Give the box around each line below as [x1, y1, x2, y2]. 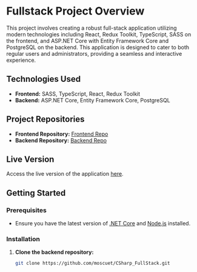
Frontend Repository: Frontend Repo [15, 130, 109, 138]
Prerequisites [6, 206, 47, 214]
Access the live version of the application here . [6, 170, 124, 177]
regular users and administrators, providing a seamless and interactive [6, 50, 182, 57]
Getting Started [6, 188, 66, 198]
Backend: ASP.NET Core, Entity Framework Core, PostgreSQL [15, 96, 171, 104]
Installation [6, 234, 41, 243]
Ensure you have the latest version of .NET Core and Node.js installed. [15, 220, 191, 227]
